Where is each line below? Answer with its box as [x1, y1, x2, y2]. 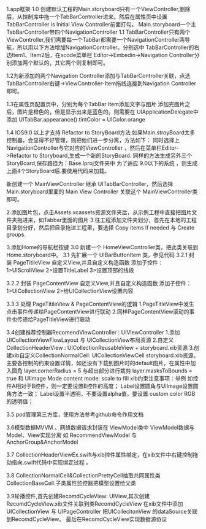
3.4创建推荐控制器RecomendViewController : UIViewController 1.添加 [6, 329, 180, 336]
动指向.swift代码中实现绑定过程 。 [6, 459, 92, 466]
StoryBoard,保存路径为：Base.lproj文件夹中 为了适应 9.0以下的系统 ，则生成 [6, 160, 198, 167]
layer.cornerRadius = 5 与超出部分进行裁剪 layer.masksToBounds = [23, 367, 193, 374]
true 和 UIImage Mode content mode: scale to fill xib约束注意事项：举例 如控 [6, 375, 199, 382]
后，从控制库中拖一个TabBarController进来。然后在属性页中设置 [6, 13, 167, 20]
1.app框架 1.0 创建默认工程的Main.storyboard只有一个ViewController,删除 [6, 6, 191, 12]
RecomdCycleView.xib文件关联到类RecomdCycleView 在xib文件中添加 [6, 500, 183, 508]
